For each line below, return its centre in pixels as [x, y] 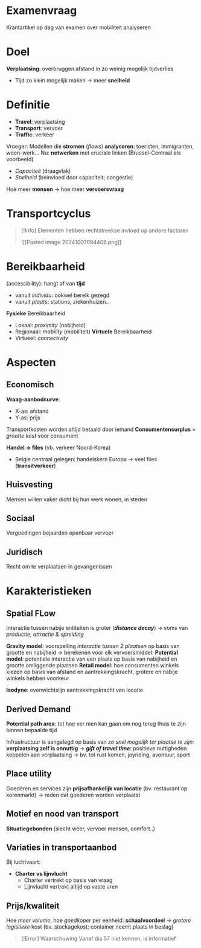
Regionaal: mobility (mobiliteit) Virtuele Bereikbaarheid [83, 332]
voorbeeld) [20, 159]
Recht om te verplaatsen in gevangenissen [59, 567]
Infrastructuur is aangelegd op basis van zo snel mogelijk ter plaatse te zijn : [100, 742]
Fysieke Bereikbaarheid [36, 313]
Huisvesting [30, 485]
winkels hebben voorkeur [38, 678]
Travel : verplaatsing [40, 121]
